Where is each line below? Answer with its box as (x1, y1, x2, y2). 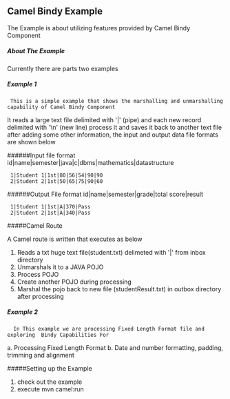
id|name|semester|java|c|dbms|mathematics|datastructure (7, 158, 174, 166)
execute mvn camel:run (17, 385, 84, 393)
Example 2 (7, 308, 39, 316)
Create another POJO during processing (17, 278, 132, 286)
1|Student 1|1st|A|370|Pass (10, 203, 91, 210)
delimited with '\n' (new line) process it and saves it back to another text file (7, 123, 222, 131)
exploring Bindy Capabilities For (7, 331, 109, 338)
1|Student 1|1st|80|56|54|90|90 (10, 172, 103, 179)
